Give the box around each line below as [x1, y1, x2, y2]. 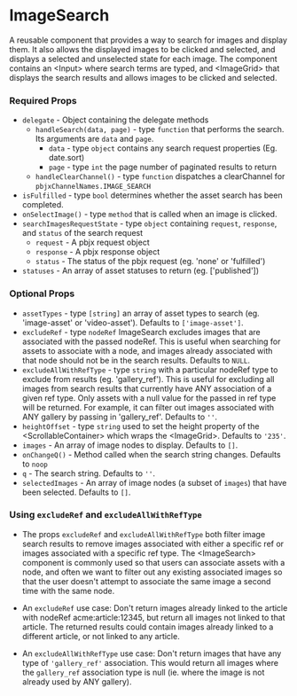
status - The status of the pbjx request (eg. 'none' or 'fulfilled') [35, 256, 266, 267]
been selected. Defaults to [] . [21, 487, 131, 497]
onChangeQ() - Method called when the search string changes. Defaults [21, 449, 281, 459]
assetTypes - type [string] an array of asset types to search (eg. [21, 308, 260, 318]
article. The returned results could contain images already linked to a [21, 622, 274, 632]
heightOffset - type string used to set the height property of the [21, 420, 260, 431]
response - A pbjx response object [35, 246, 160, 257]
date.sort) [48, 152, 85, 163]
